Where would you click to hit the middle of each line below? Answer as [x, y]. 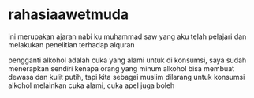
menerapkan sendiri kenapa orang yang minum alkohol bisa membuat [121, 68]
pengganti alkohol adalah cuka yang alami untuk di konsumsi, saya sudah [127, 60]
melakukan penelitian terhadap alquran [72, 44]
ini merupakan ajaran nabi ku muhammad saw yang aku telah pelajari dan [127, 36]
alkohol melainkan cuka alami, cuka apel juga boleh [92, 85]
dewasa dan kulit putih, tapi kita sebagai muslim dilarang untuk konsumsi [127, 77]
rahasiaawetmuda [68, 15]
